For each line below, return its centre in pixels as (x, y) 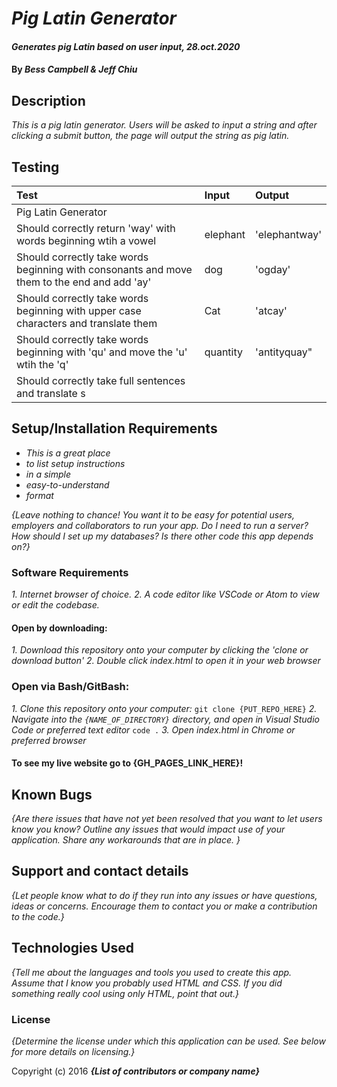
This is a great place (68, 453)
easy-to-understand (67, 484)
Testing (35, 167)
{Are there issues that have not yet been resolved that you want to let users (167, 819)
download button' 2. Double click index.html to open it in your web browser (166, 661)
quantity (223, 352)
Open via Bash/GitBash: (70, 687)
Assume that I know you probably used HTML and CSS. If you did (147, 983)
